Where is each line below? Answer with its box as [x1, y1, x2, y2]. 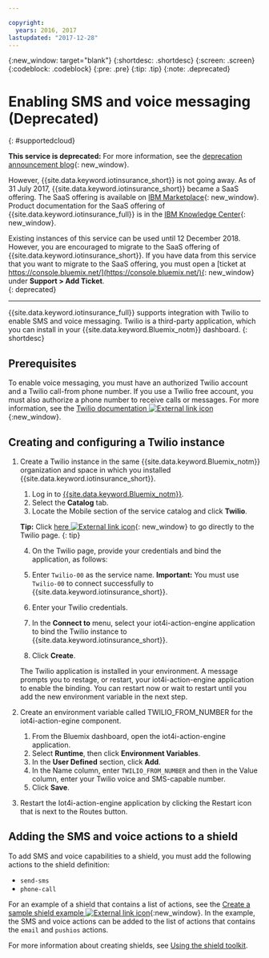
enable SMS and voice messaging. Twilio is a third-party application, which [8, 316, 256, 326]
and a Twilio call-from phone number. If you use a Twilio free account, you [8, 387, 254, 396]
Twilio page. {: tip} [19, 530, 81, 540]
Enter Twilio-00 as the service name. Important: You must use [31, 570, 239, 579]
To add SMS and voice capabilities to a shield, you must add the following [8, 851, 251, 861]
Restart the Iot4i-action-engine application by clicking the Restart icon [19, 798, 252, 807]
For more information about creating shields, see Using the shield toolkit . [8, 940, 248, 950]
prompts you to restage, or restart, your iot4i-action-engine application [19, 675, 255, 684]
